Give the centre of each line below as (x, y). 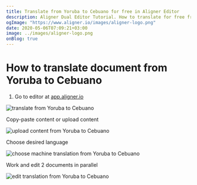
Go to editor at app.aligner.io (49, 96)
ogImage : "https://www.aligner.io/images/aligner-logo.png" (81, 22)
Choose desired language (37, 142)
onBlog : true (22, 39)
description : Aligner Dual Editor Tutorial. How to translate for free (95, 17)
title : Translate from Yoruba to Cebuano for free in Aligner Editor (93, 11)
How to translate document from (87, 68)
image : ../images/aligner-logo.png (50, 33)
